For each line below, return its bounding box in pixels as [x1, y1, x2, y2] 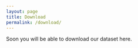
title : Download [6, 14, 46, 20]
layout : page [6, 8, 38, 15]
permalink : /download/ [6, 19, 62, 25]
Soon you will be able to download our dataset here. [6, 36, 132, 43]
